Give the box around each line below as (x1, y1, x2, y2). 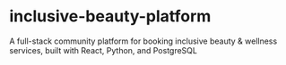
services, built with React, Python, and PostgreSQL (9, 45, 197, 55)
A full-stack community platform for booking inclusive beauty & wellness (9, 36, 278, 46)
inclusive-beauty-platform (9, 6, 212, 27)
